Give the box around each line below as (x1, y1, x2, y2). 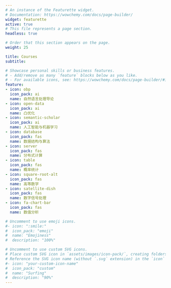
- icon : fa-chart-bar (5, 200, 51, 206)
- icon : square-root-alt (5, 172, 58, 177)
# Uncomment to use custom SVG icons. (5, 247, 88, 252)
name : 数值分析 (10, 209, 39, 215)
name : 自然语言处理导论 (10, 96, 54, 102)
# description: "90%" (5, 275, 53, 280)
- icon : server (5, 143, 38, 149)
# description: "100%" (5, 238, 56, 243)
